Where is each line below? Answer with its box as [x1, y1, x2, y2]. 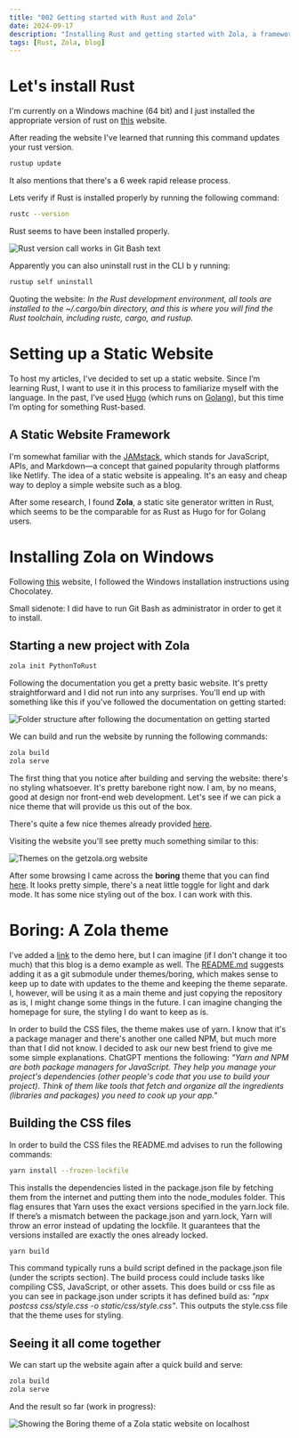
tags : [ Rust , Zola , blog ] [9, 37, 105, 47]
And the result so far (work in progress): [9, 1401, 157, 1411]
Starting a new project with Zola [9, 638, 190, 653]
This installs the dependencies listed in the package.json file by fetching [9, 1182, 274, 1193]
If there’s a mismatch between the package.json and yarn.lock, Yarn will [9, 1210, 273, 1221]
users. [9, 516, 33, 526]
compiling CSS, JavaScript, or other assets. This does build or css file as [9, 1281, 276, 1292]
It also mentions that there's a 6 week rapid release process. [9, 175, 231, 186]
